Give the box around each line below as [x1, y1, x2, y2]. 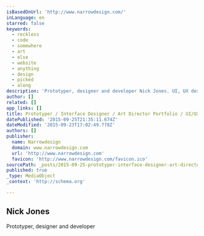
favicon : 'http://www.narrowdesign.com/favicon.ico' [12, 156, 148, 162]
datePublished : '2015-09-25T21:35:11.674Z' [6, 116, 118, 122]
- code [12, 37, 29, 43]
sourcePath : [6, 162, 36, 168]
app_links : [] [6, 105, 42, 111]
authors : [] [6, 128, 36, 134]
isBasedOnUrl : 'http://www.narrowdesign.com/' [6, 9, 126, 15]
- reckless [12, 32, 39, 38]
